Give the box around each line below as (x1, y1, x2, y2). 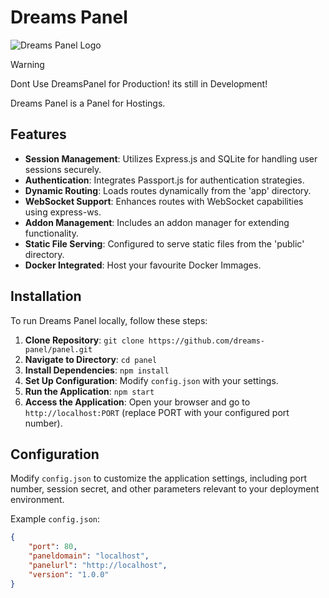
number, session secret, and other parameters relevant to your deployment (10, 483, 320, 495)
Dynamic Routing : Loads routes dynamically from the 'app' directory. (24, 184, 312, 196)
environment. (10, 494, 65, 506)
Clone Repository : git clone (24, 334, 145, 346)
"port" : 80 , (28, 542, 78, 552)
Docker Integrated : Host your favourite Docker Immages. (24, 259, 262, 271)
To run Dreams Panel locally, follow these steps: (10, 314, 208, 326)
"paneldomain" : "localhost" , (28, 551, 150, 561)
